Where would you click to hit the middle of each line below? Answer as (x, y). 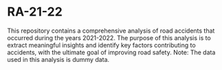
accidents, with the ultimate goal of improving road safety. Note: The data (111, 52)
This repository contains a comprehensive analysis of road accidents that (111, 31)
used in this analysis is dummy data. (58, 59)
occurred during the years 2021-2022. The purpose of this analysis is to (109, 37)
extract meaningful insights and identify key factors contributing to (101, 45)
